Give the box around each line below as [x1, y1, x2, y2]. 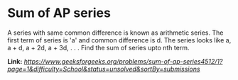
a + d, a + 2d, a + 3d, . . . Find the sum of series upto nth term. [7, 43, 190, 52]
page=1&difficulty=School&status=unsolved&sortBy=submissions [7, 64, 200, 73]
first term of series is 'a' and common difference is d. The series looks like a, [7, 35, 232, 44]
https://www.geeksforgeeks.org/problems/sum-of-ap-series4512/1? [23, 57, 223, 65]
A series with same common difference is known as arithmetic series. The [7, 28, 224, 37]
